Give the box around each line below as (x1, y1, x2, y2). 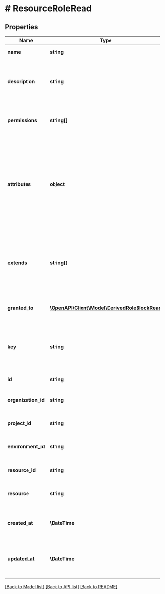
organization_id (7, 397, 45, 403)
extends (7, 260, 27, 266)
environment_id (7, 444, 45, 450)
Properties (5, 23, 38, 31)
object (50, 181, 65, 187)
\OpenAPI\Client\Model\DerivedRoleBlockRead (50, 304, 162, 311)
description (7, 78, 35, 85)
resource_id (7, 467, 36, 474)
